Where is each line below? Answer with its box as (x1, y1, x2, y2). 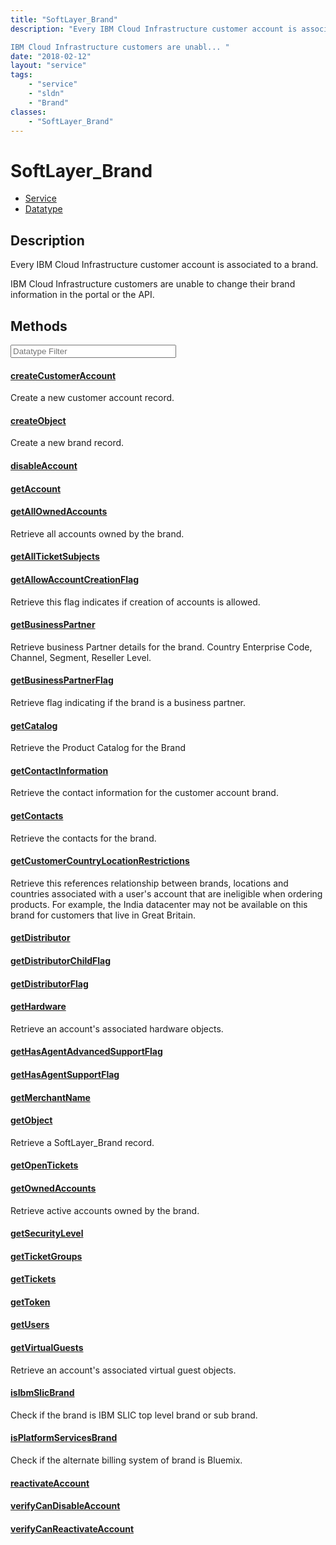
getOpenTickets (10, 1159, 79, 1171)
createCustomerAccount (10, 369, 117, 381)
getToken (10, 1296, 51, 1308)
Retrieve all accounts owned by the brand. (10, 527, 185, 540)
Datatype (24, 203, 63, 215)
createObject (10, 414, 67, 426)
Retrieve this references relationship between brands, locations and (10, 877, 289, 889)
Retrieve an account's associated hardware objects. (10, 1022, 224, 1035)
